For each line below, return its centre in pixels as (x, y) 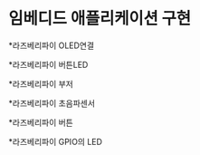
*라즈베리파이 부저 (41, 83)
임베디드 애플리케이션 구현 (100, 19)
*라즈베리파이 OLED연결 (52, 45)
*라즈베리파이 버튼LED (48, 64)
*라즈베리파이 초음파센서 (52, 103)
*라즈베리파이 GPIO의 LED (56, 141)
